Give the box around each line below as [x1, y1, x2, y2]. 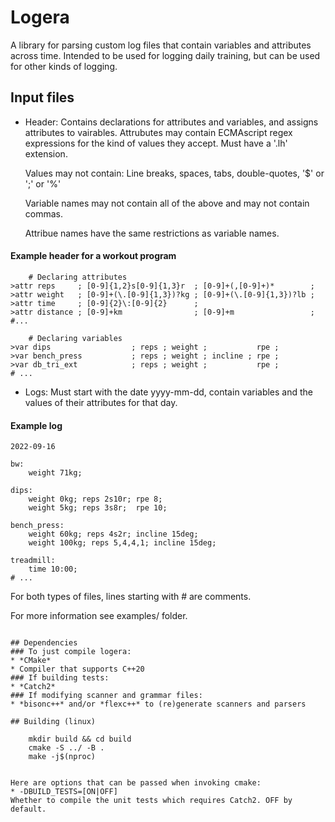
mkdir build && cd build [28, 734, 132, 745]
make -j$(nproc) [28, 752, 97, 762]
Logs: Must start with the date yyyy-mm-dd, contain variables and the [24, 386, 314, 398]
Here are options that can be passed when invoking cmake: [10, 778, 262, 788]
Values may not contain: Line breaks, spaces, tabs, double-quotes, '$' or [24, 167, 325, 179]
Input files [10, 89, 75, 106]
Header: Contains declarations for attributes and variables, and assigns [24, 116, 319, 128]
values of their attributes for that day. [24, 396, 178, 408]
